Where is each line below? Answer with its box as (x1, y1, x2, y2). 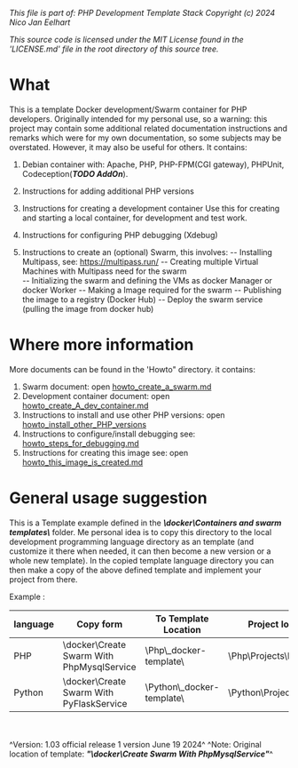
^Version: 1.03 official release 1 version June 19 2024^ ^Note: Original (9, 739, 262, 749)
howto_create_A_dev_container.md (21, 400, 149, 411)
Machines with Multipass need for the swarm (21, 266, 188, 276)
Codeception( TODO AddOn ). (21, 168, 129, 179)
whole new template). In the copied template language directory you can (9, 555, 275, 565)
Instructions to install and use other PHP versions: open (21, 409, 225, 420)
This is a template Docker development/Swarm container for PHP (9, 104, 247, 115)
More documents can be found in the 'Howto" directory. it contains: (9, 364, 255, 374)
